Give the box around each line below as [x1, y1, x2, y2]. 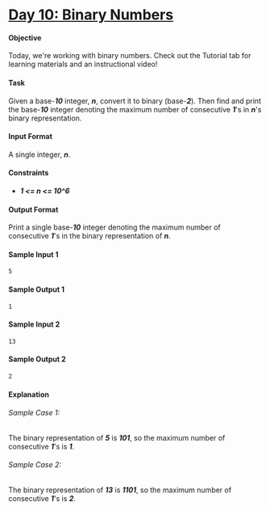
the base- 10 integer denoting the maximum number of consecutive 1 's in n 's [8, 104, 262, 114]
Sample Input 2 [8, 319, 60, 329]
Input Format [8, 132, 52, 141]
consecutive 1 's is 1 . [8, 441, 75, 451]
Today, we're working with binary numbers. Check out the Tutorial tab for [8, 51, 251, 61]
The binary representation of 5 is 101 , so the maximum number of [8, 432, 226, 442]
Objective [8, 32, 42, 42]
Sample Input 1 [8, 249, 59, 259]
